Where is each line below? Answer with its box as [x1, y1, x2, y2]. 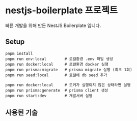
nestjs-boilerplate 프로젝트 [5, 5, 118, 16]
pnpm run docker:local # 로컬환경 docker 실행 [5, 62, 108, 67]
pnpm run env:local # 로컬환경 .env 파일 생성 [5, 56, 114, 62]
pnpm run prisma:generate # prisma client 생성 [5, 87, 108, 93]
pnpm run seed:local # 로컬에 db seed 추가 [5, 72, 107, 78]
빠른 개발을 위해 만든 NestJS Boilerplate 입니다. [5, 22, 101, 28]
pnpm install [5, 51, 33, 56]
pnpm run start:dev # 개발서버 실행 [5, 93, 93, 98]
